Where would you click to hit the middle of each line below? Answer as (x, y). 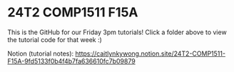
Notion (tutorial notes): (41, 53)
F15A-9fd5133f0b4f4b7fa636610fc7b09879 (71, 61)
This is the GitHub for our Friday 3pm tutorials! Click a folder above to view (117, 32)
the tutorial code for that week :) (55, 39)
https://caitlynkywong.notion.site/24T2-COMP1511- (151, 53)
